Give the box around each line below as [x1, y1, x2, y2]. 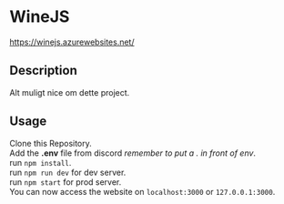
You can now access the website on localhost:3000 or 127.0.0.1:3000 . [9, 186, 276, 197]
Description [9, 63, 77, 78]
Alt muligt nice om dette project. [9, 87, 130, 97]
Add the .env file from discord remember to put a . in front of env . [9, 148, 257, 158]
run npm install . [9, 157, 72, 168]
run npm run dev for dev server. [9, 167, 127, 178]
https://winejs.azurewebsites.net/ [9, 36, 135, 47]
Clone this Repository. [9, 138, 93, 148]
